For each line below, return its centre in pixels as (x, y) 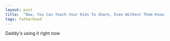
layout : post (19, 10)
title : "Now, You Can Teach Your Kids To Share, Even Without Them (79, 14)
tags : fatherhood (24, 19)
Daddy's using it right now (33, 33)
